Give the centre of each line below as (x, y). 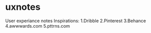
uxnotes (23, 7)
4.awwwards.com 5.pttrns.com (37, 26)
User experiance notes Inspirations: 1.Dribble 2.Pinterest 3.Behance (75, 21)
